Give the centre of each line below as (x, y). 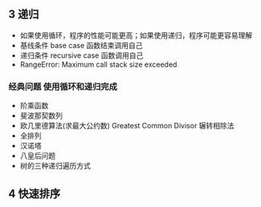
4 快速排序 (35, 194)
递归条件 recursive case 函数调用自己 (82, 55)
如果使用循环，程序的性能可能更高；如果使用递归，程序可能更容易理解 (136, 35)
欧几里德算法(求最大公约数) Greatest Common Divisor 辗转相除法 (127, 126)
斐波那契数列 (41, 116)
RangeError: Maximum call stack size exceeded (98, 64)
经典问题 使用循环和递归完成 (63, 87)
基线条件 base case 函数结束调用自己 (81, 45)
